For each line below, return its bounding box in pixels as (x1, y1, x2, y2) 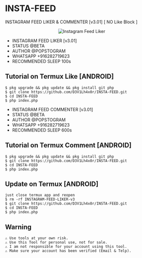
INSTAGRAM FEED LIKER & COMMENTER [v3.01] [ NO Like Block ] (5, 19, 138, 25)
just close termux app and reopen (5, 193, 75, 198)
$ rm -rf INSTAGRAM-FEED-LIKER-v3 (5, 197, 75, 202)
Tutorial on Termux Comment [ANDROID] (5, 141, 132, 149)
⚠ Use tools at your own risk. (5, 236, 69, 241)
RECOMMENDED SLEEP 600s (12, 127, 72, 133)
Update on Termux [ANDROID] (5, 180, 99, 188)
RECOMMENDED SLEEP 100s (12, 58, 71, 64)
